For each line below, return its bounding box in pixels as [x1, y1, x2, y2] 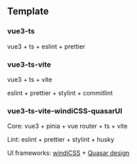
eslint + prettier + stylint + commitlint [7, 88, 113, 97]
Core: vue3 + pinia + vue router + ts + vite [7, 122, 128, 131]
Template [7, 6, 49, 17]
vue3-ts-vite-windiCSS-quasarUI [7, 106, 123, 115]
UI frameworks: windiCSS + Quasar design [7, 149, 130, 157]
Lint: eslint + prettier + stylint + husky [7, 136, 115, 144]
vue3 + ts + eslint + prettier [7, 42, 86, 51]
